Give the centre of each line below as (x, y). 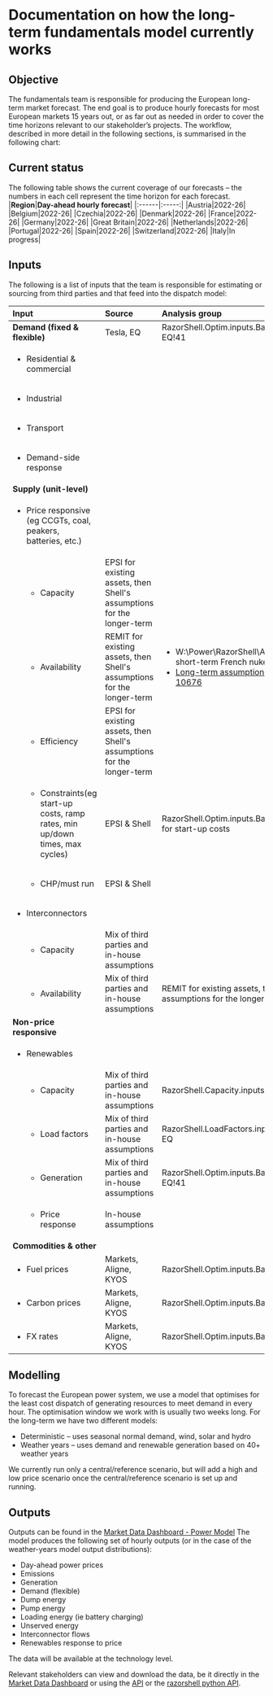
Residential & (51, 358)
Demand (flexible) (50, 1591)
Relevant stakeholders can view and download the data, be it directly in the (134, 1675)
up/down (57, 833)
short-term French (211, 662)
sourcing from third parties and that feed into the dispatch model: (118, 293)
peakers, (43, 531)
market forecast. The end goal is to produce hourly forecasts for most (143, 108)
